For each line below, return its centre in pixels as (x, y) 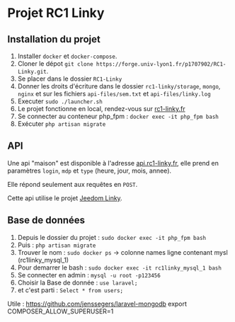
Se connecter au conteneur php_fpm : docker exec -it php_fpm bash (118, 116)
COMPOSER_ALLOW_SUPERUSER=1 (61, 311)
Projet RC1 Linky (56, 13)
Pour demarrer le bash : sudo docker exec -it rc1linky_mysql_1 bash (119, 268)
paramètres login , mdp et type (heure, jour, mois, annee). (90, 171)
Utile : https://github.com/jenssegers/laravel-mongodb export (97, 304)
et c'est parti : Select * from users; (70, 290)
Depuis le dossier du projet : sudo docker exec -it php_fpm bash (112, 237)
